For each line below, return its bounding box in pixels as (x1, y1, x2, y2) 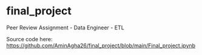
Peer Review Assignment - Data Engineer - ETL (6, 24, 124, 31)
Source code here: (6, 35, 53, 42)
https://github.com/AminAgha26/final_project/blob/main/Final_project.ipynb (6, 42, 196, 49)
